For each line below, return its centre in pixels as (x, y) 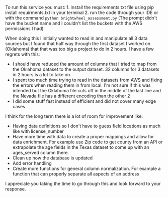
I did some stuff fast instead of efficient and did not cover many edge (84, 101)
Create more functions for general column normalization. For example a (87, 168)
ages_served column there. (41, 153)
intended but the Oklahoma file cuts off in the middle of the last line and (87, 90)
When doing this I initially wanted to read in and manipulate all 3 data (76, 38)
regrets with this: (23, 54)
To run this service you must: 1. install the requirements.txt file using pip (80, 7)
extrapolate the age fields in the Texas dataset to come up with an (81, 147)
